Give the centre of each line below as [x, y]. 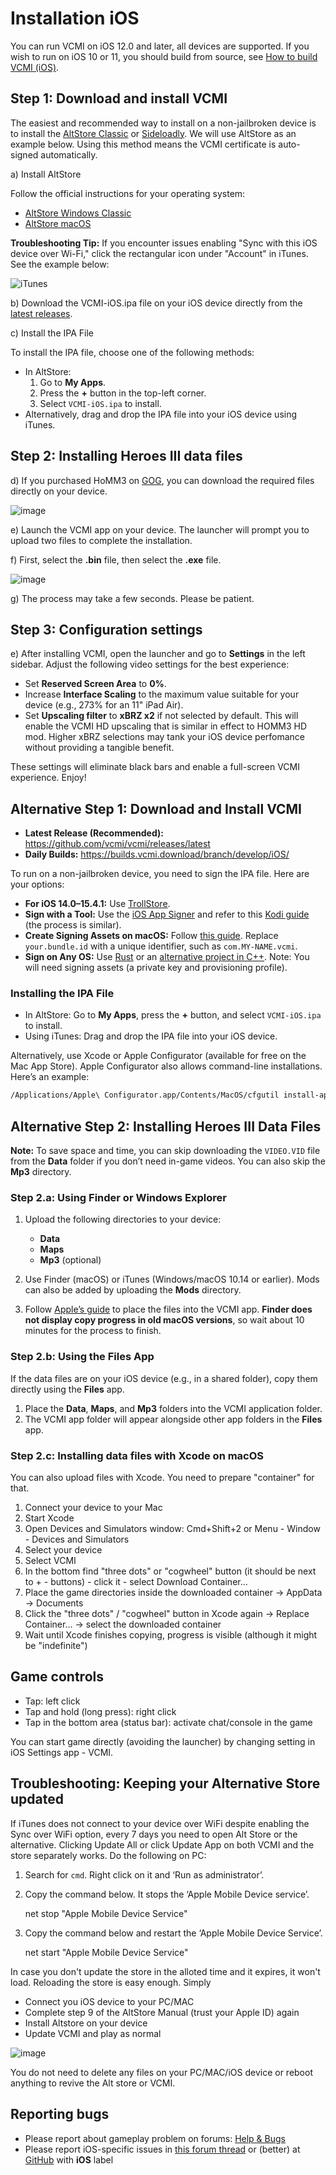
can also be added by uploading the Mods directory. [133, 1290]
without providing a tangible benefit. [99, 748]
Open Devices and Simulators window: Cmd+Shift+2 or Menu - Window [172, 1529]
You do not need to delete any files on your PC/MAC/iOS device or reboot [161, 2072]
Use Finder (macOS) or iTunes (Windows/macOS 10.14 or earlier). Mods [172, 1279]
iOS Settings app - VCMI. [62, 1752]
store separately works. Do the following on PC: [108, 1855]
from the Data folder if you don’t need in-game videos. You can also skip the [168, 1161]
